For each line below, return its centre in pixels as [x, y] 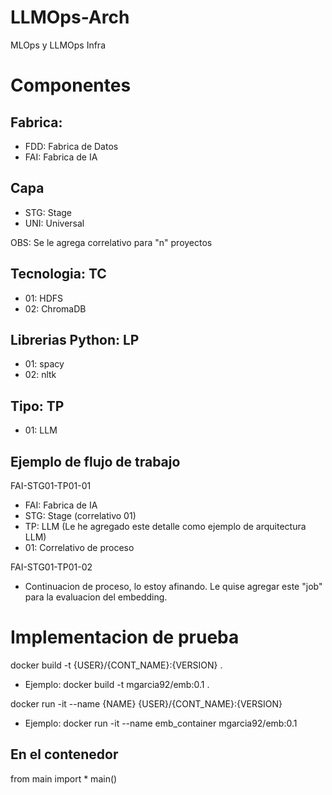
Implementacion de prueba [125, 637]
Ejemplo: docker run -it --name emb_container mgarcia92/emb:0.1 [161, 723]
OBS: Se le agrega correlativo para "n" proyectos [111, 242]
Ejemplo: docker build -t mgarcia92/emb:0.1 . [117, 684]
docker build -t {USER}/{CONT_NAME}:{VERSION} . [116, 665]
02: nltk [40, 375]
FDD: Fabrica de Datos [71, 146]
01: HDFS [44, 298]
